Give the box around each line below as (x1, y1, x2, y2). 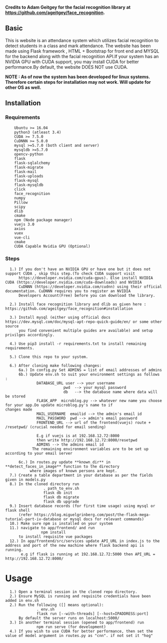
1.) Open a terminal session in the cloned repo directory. (9, 589, 137, 594)
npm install (40, 530, 66, 535)
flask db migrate (43, 495, 79, 500)
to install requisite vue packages (18, 534, 93, 539)
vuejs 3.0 (14, 222, 35, 227)
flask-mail (14, 169, 37, 174)
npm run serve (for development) (36, 624, 106, 629)
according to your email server (5, 451, 72, 456)
